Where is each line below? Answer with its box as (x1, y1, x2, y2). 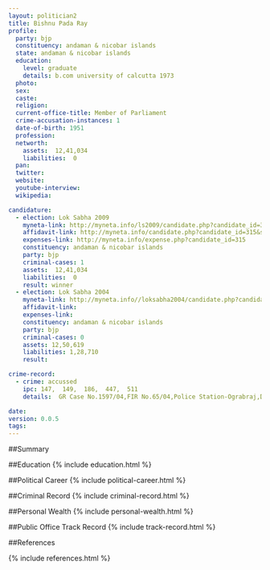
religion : (15, 101, 48, 109)
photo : (15, 79, 38, 87)
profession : (15, 131, 56, 139)
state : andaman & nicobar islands (15, 49, 131, 57)
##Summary (8, 444, 50, 454)
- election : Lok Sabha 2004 (15, 288, 110, 296)
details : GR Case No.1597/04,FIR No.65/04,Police (22, 392, 196, 401)
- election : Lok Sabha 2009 (15, 213, 110, 221)
